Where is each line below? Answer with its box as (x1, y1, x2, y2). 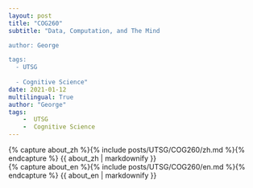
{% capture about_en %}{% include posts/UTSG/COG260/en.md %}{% (8, 162, 246, 171)
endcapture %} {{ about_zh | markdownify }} (8, 153, 157, 163)
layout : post (8, 11, 52, 20)
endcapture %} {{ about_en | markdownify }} (8, 170, 157, 180)
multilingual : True (8, 93, 74, 101)
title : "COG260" (8, 19, 63, 27)
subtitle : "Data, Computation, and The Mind (8, 27, 160, 35)
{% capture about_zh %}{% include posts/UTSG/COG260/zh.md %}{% (8, 145, 246, 154)
